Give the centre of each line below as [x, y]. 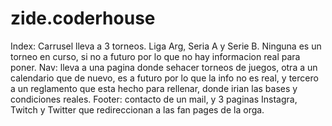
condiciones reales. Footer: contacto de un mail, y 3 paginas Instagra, [154, 99]
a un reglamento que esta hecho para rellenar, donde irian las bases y [154, 88]
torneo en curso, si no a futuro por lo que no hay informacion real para [155, 56]
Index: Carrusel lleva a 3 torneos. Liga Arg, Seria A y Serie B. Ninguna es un [166, 46]
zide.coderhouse [83, 18]
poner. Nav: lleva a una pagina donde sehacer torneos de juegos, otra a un [164, 67]
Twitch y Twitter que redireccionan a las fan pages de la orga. [137, 109]
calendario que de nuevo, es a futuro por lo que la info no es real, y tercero [164, 78]
